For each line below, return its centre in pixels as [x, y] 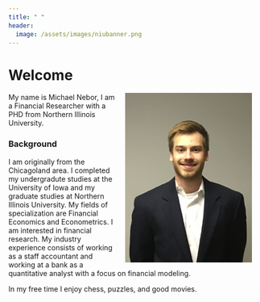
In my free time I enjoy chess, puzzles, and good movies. [103, 289]
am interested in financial [50, 230]
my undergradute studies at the [60, 178]
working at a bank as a [46, 264]
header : [21, 25]
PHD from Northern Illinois [52, 115]
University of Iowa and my [52, 187]
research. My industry [45, 239]
